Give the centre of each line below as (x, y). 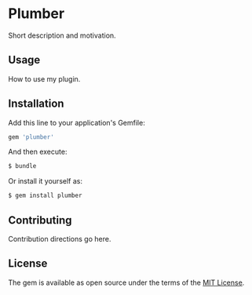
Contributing (40, 220)
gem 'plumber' (31, 137)
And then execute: (38, 152)
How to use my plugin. (44, 78)
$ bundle (22, 166)
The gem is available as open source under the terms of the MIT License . (126, 282)
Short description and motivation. (62, 35)
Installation (36, 104)
